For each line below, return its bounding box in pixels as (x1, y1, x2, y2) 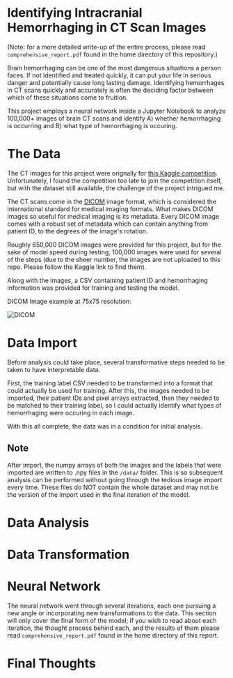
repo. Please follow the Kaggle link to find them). (7, 263, 147, 271)
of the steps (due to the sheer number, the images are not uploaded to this (7, 255, 221, 263)
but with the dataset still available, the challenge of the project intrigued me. (7, 183, 225, 192)
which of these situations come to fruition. (7, 93, 129, 102)
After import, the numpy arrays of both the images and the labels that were (7, 461, 222, 469)
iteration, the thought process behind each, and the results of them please (7, 624, 220, 632)
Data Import (7, 335, 78, 351)
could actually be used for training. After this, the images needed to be (7, 386, 210, 394)
